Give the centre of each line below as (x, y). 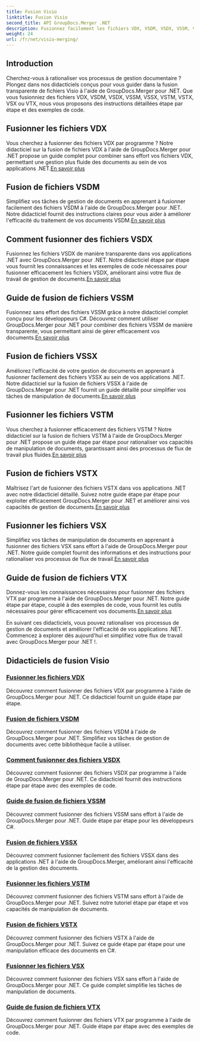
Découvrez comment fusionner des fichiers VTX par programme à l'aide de (99, 1020)
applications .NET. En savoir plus (46, 168)
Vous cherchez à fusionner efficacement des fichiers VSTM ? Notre (89, 429)
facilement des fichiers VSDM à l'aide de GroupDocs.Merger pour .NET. (94, 208)
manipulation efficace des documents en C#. (61, 950)
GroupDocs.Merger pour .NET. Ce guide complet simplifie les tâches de (94, 985)
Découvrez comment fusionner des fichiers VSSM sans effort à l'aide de (95, 814)
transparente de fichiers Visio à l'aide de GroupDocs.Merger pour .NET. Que (100, 91)
